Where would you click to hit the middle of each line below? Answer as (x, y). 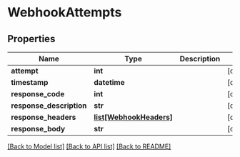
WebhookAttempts (65, 12)
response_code (38, 94)
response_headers (44, 117)
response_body (38, 129)
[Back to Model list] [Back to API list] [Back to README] (89, 146)
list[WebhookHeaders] (133, 117)
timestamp (30, 82)
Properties (31, 39)
